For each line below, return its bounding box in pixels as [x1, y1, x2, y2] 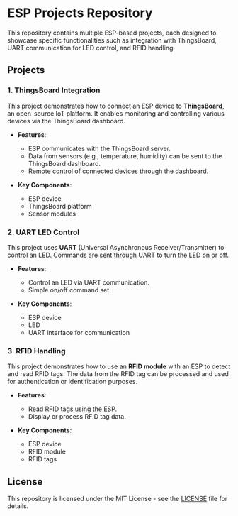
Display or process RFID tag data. [28, 412, 126, 421]
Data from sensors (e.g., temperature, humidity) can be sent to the [28, 151, 222, 160]
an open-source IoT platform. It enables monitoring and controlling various [7, 109, 225, 118]
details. [7, 502, 29, 510]
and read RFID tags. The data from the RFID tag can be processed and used [7, 370, 229, 378]
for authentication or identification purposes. [7, 378, 138, 386]
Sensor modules [28, 209, 76, 218]
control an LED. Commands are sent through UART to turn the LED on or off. [7, 251, 229, 259]
